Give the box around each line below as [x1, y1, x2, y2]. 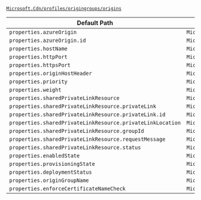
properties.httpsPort [9, 62, 71, 68]
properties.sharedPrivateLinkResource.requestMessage [9, 136, 166, 143]
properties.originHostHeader [9, 70, 92, 77]
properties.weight [9, 87, 62, 93]
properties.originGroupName [9, 177, 89, 184]
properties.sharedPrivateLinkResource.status [9, 144, 141, 151]
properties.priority [9, 78, 68, 85]
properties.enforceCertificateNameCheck [9, 186, 126, 192]
